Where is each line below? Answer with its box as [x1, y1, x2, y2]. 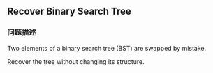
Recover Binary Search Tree [7, 6, 131, 17]
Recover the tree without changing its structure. [7, 57, 145, 65]
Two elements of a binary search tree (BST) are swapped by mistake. [7, 44, 207, 52]
